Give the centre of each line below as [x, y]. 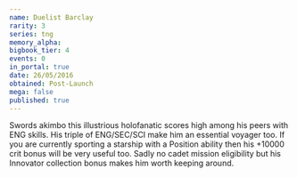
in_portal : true [39, 68]
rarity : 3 [28, 26]
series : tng [31, 34]
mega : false [31, 92]
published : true [39, 100]
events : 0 [28, 59]
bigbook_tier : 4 [39, 51]
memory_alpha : [36, 42]
